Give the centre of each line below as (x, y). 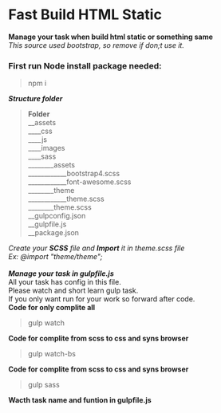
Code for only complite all (52, 308)
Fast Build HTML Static (85, 15)
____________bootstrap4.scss (74, 174)
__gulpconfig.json (57, 216)
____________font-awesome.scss (79, 182)
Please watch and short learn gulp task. (73, 291)
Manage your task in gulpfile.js (61, 273)
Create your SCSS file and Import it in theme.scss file (97, 248)
